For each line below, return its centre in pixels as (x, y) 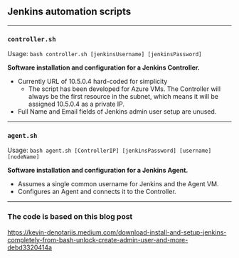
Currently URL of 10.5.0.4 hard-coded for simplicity (92, 82)
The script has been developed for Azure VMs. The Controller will (124, 89)
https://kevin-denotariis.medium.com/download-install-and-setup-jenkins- (117, 232)
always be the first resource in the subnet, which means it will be (123, 97)
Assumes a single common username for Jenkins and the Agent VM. (118, 184)
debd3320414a (30, 247)
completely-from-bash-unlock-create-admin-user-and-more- (98, 240)
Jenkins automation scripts (69, 12)
